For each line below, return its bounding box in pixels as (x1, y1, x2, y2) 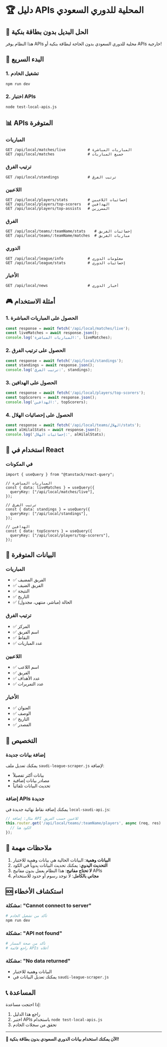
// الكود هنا (10, 825, 31, 830)
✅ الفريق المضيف (12, 577, 46, 583)
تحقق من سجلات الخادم (12, 1022, 57, 1028)
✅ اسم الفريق (12, 629, 39, 635)
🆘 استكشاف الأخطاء (5, 887, 63, 895)
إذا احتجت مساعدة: (5, 1002, 41, 1008)
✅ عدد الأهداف (12, 675, 40, 681)
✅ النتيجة (12, 588, 30, 594)
